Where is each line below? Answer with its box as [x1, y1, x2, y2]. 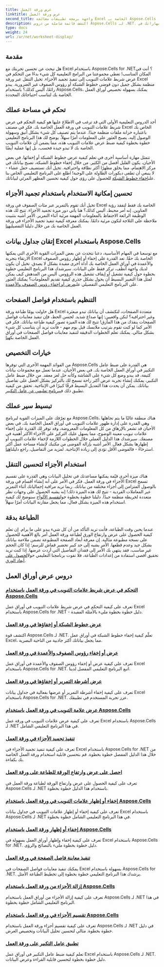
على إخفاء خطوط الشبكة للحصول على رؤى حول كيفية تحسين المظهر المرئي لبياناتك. [5, 175, 155, 181]
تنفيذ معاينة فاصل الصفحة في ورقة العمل [5, 854, 91, 861]
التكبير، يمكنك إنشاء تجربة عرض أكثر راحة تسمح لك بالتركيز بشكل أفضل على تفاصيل [5, 377, 158, 383]
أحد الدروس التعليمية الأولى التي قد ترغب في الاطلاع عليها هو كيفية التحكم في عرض [5, 118, 156, 125]
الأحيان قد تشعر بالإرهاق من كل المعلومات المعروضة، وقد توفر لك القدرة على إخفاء [5, 425, 155, 431]
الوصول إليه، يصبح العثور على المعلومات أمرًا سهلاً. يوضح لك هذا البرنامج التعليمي [5, 134, 151, 140]
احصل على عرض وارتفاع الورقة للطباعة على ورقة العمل [5, 769, 122, 776]
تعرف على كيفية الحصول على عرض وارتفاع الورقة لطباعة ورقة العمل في [5, 780, 138, 786]
